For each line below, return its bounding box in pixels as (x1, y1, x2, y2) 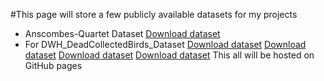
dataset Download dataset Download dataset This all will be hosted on (24, 49, 315, 61)
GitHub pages (24, 60, 83, 71)
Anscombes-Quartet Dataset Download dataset (24, 28, 221, 39)
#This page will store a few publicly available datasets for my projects (10, 9, 298, 20)
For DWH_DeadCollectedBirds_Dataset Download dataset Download (24, 39, 307, 50)
